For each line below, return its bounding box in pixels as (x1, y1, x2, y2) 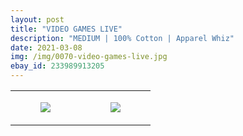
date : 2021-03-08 (10, 42, 83, 53)
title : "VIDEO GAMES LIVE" (10, 24, 123, 34)
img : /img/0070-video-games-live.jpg (10, 52, 168, 62)
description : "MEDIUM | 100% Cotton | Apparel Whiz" (10, 33, 235, 43)
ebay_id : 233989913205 (10, 61, 105, 71)
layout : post (10, 14, 65, 25)
